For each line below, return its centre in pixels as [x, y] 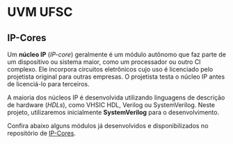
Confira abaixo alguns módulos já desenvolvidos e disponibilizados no [108, 126]
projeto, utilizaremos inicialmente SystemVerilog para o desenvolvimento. [113, 112]
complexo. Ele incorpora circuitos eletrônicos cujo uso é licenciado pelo [110, 69]
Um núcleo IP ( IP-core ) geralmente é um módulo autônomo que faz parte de [116, 54]
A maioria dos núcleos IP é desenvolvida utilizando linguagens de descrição [116, 97]
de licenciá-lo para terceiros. [48, 84]
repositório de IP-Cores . [42, 133]
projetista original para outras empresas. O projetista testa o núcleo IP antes [116, 77]
